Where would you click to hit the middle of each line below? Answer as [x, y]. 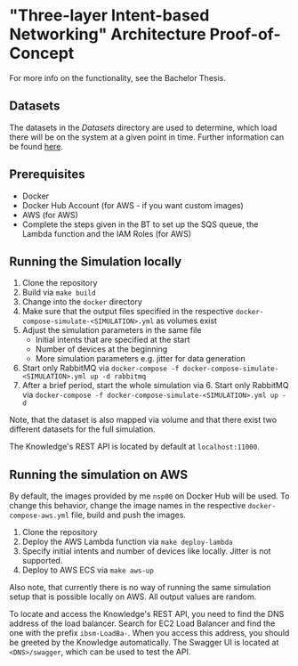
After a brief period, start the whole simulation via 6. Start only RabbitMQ [155, 386]
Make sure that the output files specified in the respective [128, 312]
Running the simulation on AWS [99, 474]
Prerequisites [47, 175]
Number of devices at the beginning [101, 349]
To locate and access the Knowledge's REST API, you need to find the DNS [147, 614]
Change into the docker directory [82, 302]
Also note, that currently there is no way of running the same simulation [140, 588]
